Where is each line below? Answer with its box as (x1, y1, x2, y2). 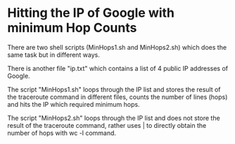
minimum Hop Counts (7, 20, 137, 36)
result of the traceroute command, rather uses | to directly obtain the (7, 121, 207, 129)
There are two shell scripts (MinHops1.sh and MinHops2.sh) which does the (7, 43, 227, 51)
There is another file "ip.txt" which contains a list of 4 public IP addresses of (7, 64, 229, 72)
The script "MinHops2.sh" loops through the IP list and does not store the (7, 114, 220, 122)
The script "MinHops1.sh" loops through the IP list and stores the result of (7, 85, 221, 93)
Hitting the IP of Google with (7, 5, 174, 21)
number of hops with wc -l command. (7, 129, 117, 137)
